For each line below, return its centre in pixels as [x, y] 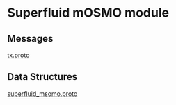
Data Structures [42, 77]
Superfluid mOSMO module [88, 13]
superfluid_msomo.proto [42, 94]
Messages [30, 39]
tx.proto [18, 55]
